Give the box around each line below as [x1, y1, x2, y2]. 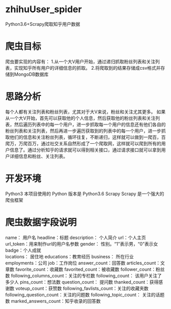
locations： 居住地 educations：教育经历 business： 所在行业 [5, 253, 134, 260]
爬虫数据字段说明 [5, 217, 77, 228]
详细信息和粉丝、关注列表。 [9, 153, 68, 159]
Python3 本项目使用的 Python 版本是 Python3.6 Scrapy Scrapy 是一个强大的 [5, 191, 164, 197]
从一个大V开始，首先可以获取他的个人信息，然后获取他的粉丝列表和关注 [5, 115, 156, 121]
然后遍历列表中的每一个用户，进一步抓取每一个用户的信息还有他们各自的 [14, 121, 166, 128]
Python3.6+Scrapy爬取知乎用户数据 [5, 21, 80, 27]
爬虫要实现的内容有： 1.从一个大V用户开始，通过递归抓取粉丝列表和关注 [5, 58, 156, 65]
